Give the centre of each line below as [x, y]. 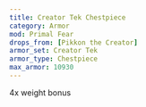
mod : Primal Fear [42, 34]
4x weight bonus [40, 92]
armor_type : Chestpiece [54, 59]
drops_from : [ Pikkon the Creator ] [74, 42]
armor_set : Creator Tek [54, 51]
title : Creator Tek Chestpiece [68, 17]
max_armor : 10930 [42, 68]
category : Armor [39, 26]
